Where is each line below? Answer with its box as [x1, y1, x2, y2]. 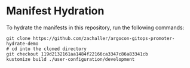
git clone [6, 35, 31, 41]
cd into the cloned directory [11, 46, 87, 52]
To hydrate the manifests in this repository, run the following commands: [6, 24, 185, 31]
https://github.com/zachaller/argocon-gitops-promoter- [32, 35, 175, 41]
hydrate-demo [6, 41, 39, 47]
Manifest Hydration [6, 4, 105, 18]
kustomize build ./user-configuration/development [6, 56, 135, 62]
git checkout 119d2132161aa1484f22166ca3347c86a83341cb [6, 51, 148, 57]
